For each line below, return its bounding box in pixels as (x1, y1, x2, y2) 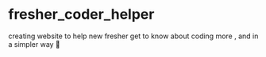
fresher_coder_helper (8, 5, 155, 23)
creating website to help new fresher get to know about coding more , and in (8, 31, 259, 41)
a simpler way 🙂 (8, 39, 61, 48)
